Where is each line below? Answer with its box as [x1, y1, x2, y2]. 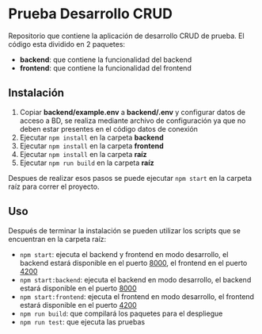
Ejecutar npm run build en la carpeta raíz [19, 158, 154, 167]
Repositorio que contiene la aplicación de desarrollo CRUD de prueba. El [8, 31, 245, 40]
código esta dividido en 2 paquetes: [8, 39, 125, 48]
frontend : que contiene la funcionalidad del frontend [19, 63, 192, 72]
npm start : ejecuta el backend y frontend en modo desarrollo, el [19, 249, 229, 259]
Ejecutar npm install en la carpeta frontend [19, 140, 164, 151]
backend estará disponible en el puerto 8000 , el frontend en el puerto [19, 258, 248, 267]
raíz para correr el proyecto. [8, 182, 100, 191]
